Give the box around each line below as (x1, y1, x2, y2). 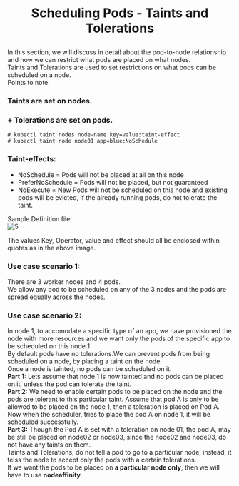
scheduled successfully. (7, 417, 78, 426)
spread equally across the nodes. (7, 293, 106, 301)
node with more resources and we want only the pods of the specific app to (7, 334, 230, 343)
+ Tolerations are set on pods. (7, 116, 113, 126)
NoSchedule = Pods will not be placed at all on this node (17, 170, 184, 179)
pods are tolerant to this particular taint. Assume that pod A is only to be (7, 395, 219, 404)
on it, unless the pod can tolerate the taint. (7, 380, 132, 388)
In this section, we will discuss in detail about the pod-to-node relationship (7, 48, 227, 56)
